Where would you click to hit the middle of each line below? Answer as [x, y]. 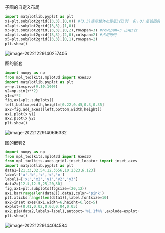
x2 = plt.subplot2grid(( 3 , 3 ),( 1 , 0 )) [41, 26]
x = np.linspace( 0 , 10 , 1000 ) [31, 87]
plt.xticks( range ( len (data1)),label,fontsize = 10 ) [57, 198]
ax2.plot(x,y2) [21, 118]
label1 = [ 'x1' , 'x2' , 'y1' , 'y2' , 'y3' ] [41, 179]
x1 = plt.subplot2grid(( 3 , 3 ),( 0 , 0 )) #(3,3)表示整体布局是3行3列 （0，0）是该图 [81, 21]
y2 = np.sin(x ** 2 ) [22, 91]
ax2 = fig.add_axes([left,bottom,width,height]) [54, 110]
